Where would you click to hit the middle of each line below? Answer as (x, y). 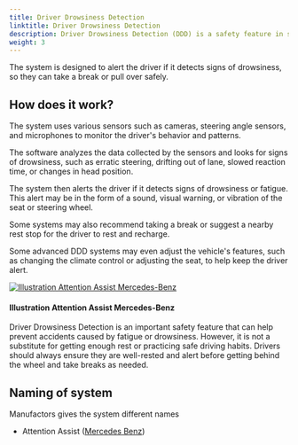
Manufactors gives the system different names (94, 414)
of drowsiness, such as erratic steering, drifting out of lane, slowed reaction (148, 162)
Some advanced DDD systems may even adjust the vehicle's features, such (147, 251)
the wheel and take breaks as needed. (79, 365)
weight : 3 (27, 42)
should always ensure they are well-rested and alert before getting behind (145, 355)
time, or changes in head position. (71, 172)
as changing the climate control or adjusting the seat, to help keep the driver (149, 261)
